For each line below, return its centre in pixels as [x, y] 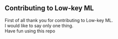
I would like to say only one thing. [39, 25]
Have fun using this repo [30, 31]
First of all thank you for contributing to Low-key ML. [59, 20]
